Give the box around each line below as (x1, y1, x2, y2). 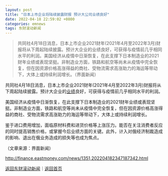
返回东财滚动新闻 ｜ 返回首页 (5, 165, 62, 171)
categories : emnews (5, 21, 46, 26)
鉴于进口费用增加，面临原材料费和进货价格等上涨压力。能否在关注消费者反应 (5, 122, 163, 128)
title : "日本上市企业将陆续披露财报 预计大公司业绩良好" (5, 12, 110, 17)
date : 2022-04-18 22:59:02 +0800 (5, 16, 75, 21)
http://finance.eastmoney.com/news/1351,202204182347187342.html (5, 155, 148, 161)
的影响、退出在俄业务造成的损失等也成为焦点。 (5, 134, 101, 140)
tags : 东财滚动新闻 (5, 26, 41, 31)
